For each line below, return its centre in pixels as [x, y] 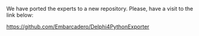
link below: [20, 15]
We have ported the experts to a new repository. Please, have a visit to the [100, 9]
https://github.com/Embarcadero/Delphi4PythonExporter [78, 27]
